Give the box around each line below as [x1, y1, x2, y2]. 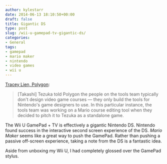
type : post [5, 26, 28, 31]
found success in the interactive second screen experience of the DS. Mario [5, 127, 162, 133]
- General [5, 40, 26, 45]
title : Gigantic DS [5, 21, 46, 26]
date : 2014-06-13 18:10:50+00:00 [5, 12, 75, 17]
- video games [5, 63, 35, 68]
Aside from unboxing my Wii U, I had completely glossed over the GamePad [5, 148, 161, 153]
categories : [5, 35, 30, 40]
